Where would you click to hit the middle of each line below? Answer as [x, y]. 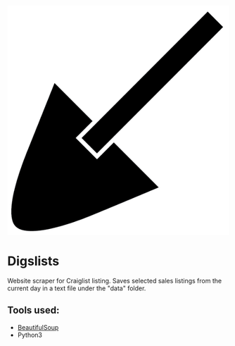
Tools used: [33, 310]
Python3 [30, 335]
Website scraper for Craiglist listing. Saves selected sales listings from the [115, 280]
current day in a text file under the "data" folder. [77, 288]
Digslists [33, 261]
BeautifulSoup [38, 327]
